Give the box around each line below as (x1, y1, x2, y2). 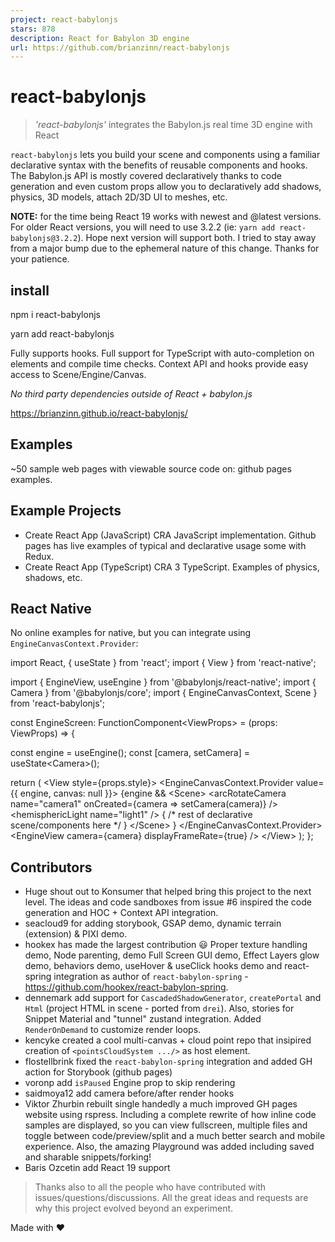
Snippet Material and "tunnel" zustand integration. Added (24, 1013, 262, 1025)
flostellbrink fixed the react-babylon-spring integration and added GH (24, 1056, 313, 1068)
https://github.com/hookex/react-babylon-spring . (24, 981, 229, 993)
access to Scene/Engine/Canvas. (10, 369, 147, 380)
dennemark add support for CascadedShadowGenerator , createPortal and (24, 992, 322, 1004)
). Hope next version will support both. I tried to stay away (77, 232, 317, 244)
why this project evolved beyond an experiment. (34, 1202, 234, 1215)
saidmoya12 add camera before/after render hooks (24, 1087, 235, 1100)
